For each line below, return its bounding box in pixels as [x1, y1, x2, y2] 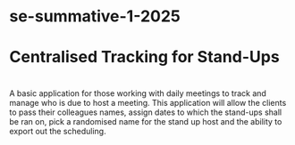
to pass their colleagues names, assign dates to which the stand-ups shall [9, 107, 282, 117]
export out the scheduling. [9, 125, 106, 136]
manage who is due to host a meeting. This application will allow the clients [9, 97, 287, 108]
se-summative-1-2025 [9, 6, 181, 27]
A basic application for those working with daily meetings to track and [9, 87, 266, 99]
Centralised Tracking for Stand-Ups [9, 47, 280, 68]
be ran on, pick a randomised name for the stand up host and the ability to [9, 116, 282, 126]
